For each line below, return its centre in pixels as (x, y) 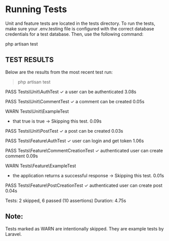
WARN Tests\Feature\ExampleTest (41, 166)
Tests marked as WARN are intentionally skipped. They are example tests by (85, 228)
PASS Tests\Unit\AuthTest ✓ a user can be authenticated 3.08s (71, 92)
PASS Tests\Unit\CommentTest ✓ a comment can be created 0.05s (75, 101)
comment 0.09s (22, 156)
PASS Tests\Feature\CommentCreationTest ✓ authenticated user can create (84, 150)
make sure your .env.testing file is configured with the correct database (80, 28)
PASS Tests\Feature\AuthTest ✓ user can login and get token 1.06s (75, 141)
